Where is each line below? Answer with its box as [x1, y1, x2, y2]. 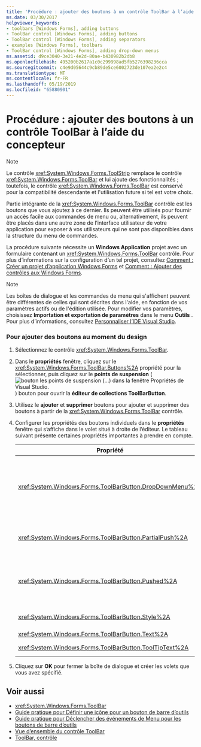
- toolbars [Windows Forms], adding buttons [6, 25, 119, 32]
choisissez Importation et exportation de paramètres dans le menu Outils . [6, 311, 193, 318]
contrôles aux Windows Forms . [6, 269, 83, 276]
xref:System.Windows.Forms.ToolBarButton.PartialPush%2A [17, 534, 188, 542]
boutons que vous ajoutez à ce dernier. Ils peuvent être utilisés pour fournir [6, 206, 191, 213]
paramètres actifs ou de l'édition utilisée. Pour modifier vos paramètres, [6, 305, 183, 312]
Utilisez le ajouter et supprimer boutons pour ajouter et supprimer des [14, 401, 190, 409]
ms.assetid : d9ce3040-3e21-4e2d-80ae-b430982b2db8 [6, 53, 135, 59]
